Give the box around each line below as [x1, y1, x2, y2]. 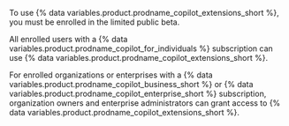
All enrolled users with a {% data [9, 34, 128, 44]
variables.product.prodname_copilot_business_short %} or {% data [9, 79, 254, 89]
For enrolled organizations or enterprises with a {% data [9, 70, 214, 80]
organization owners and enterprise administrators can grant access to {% [9, 98, 281, 108]
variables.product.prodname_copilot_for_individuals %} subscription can [9, 43, 274, 54]
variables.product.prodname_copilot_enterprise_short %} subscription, [9, 88, 267, 99]
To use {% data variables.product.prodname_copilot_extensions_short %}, [9, 8, 280, 18]
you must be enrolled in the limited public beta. [9, 17, 180, 27]
